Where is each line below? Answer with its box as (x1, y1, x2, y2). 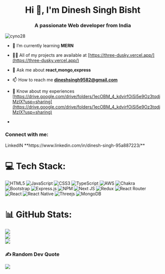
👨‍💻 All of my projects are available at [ (12, 52, 90, 58)
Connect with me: (5, 131, 49, 138)
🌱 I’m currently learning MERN (12, 43, 74, 49)
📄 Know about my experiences (12, 88, 75, 94)
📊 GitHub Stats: (5, 209, 72, 220)
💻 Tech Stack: (5, 160, 66, 171)
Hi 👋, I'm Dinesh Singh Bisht (25, 4, 141, 16)
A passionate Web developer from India (34, 22, 132, 29)
